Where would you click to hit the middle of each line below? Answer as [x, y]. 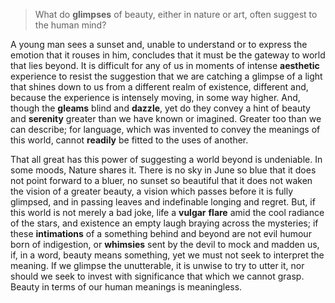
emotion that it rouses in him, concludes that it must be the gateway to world [168, 55]
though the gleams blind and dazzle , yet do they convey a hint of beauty [160, 108]
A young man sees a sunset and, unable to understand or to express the [159, 44]
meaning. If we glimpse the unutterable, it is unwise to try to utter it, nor [157, 265]
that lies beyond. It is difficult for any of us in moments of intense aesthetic [165, 65]
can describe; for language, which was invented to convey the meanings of [165, 129]
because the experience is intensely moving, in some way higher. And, [155, 97]
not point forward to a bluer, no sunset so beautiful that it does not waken [161, 180]
